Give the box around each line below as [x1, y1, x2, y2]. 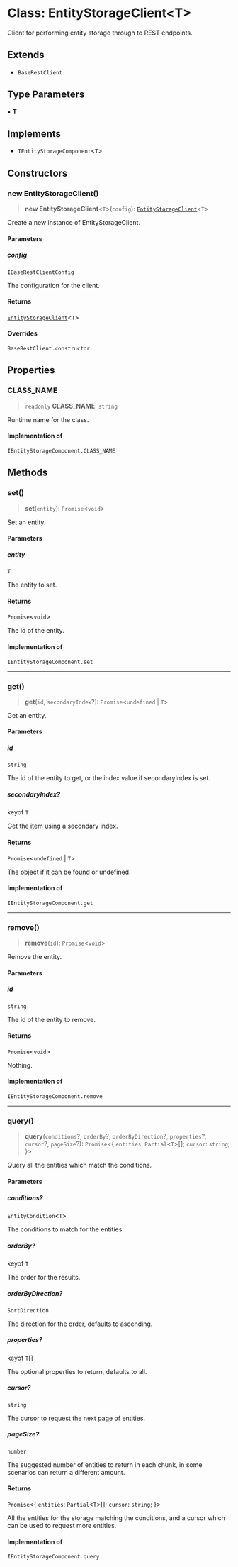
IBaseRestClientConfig [7, 268, 74, 276]
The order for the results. [7, 1273, 81, 1281]
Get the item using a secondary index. [7, 821, 118, 831]
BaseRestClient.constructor [7, 345, 91, 353]
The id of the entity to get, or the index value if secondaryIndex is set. [7, 774, 211, 782]
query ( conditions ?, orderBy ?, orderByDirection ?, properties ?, [24, 1132, 207, 1141]
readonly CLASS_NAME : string [24, 402, 118, 410]
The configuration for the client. [7, 281, 101, 289]
